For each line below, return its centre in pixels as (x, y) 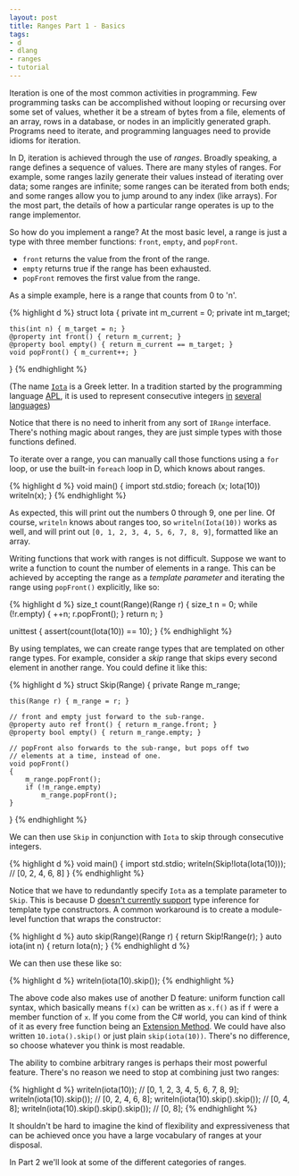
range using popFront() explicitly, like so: (85, 587)
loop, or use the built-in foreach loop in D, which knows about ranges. (137, 468)
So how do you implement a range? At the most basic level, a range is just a (148, 232)
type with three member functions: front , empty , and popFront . (124, 241)
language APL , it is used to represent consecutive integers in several (135, 395)
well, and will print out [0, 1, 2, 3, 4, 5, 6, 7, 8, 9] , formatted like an (144, 531)
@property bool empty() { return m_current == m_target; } (121, 344)
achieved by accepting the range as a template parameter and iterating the (147, 577)
